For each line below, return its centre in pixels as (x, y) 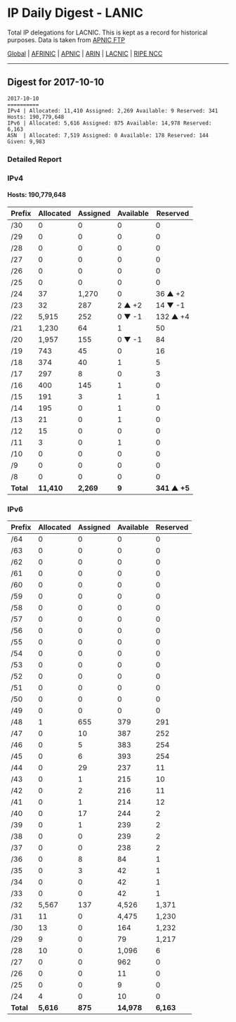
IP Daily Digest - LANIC (76, 13)
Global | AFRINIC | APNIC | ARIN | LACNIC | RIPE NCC (85, 53)
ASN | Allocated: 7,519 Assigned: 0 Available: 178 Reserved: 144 (108, 135)
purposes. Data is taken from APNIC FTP (66, 39)
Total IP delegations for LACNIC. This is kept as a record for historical (107, 32)
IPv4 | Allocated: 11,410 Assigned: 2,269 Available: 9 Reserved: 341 (113, 110)
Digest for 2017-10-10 (56, 82)
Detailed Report (34, 159)
